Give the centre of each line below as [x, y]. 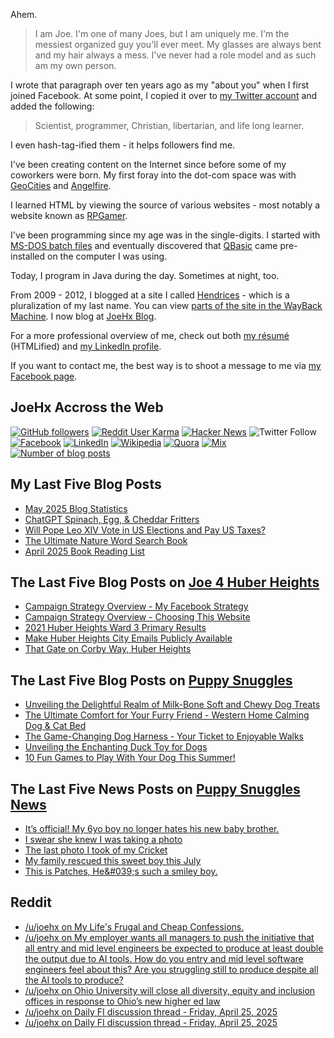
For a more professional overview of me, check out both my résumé [150, 335]
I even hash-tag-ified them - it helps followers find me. [123, 145]
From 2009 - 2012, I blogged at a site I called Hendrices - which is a [150, 295]
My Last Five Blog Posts [86, 484]
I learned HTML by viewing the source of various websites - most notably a [165, 205]
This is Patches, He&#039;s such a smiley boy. [121, 871]
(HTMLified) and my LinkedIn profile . [86, 346]
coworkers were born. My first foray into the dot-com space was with [153, 175]
